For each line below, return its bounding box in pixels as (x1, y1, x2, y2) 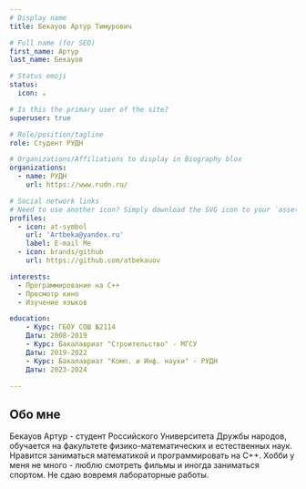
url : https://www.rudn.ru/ (25, 180, 128, 189)
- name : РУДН (17, 172, 67, 181)
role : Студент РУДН (9, 138, 84, 148)
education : (9, 314, 51, 323)
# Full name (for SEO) (9, 38, 96, 47)
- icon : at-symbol (17, 222, 88, 231)
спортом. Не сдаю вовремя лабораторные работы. (9, 470, 209, 481)
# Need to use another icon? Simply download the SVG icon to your (9, 205, 271, 214)
